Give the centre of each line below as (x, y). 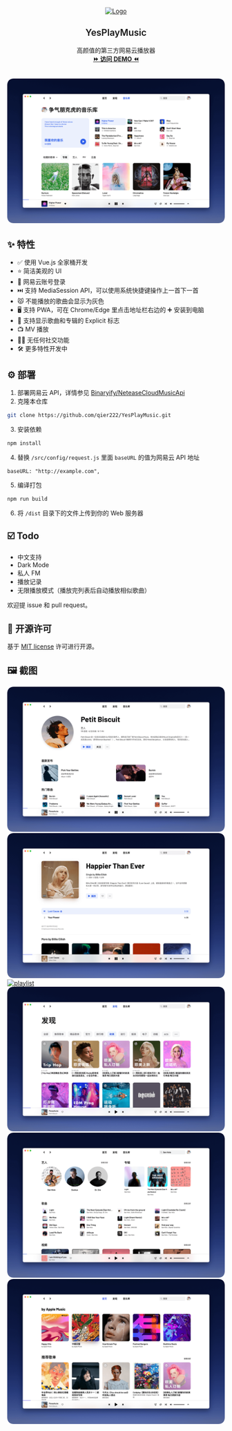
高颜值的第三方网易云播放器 (116, 50)
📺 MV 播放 (33, 329)
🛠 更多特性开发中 (42, 349)
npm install (24, 443)
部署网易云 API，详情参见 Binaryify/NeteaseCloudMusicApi (101, 393)
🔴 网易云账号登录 (41, 282)
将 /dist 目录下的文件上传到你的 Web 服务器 (80, 513)
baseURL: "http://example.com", (54, 471)
